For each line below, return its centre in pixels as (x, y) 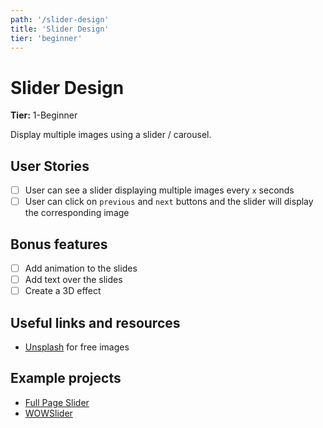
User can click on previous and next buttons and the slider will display (169, 202)
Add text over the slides (73, 280)
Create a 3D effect (63, 291)
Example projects (66, 378)
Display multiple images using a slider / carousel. (111, 135)
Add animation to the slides (81, 268)
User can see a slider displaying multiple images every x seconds (159, 190)
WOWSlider (48, 413)
